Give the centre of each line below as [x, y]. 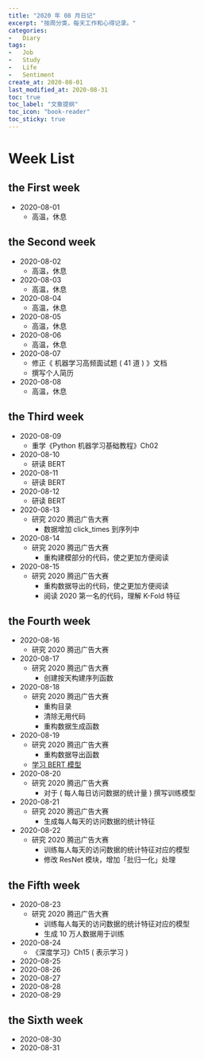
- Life [23, 68]
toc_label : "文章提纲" [43, 104]
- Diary [25, 38]
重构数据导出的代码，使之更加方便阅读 [106, 585]
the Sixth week [46, 1020]
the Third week [46, 417]
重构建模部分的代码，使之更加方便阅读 [106, 557]
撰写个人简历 [52, 373]
